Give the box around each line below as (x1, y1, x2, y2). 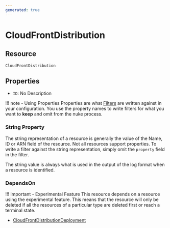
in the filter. (5, 151, 29, 158)
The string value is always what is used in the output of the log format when (5, 161, 165, 167)
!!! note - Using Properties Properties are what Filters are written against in (5, 100, 162, 106)
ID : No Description (12, 90, 52, 97)
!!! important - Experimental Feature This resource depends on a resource (5, 191, 160, 197)
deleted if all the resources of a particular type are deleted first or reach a (5, 202, 160, 208)
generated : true (5, 7, 40, 13)
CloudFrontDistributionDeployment (12, 217, 86, 223)
